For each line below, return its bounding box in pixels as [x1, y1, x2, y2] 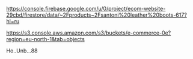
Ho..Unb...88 [6, 47, 38, 54]
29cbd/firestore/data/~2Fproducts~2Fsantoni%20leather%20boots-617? [6, 11, 188, 18]
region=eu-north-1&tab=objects [6, 36, 85, 42]
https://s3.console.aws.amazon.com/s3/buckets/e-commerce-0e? [6, 29, 171, 36]
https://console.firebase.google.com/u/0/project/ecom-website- [6, 5, 166, 12]
